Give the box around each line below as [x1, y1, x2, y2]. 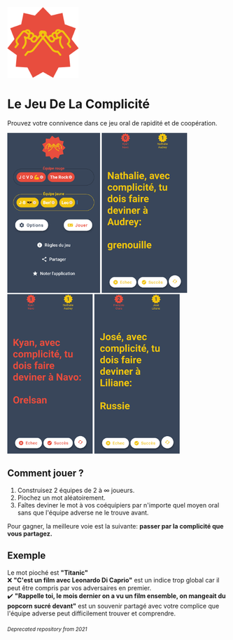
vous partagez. [7, 529, 52, 538]
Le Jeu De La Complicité [7, 96, 150, 111]
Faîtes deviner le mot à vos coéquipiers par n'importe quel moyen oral [17, 501, 220, 509]
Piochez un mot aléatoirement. [17, 493, 106, 502]
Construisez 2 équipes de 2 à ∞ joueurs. [17, 486, 135, 494]
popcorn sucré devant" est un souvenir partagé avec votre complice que [7, 601, 220, 610]
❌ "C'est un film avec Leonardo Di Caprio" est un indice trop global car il [7, 576, 220, 584]
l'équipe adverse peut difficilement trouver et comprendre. [7, 609, 176, 618]
